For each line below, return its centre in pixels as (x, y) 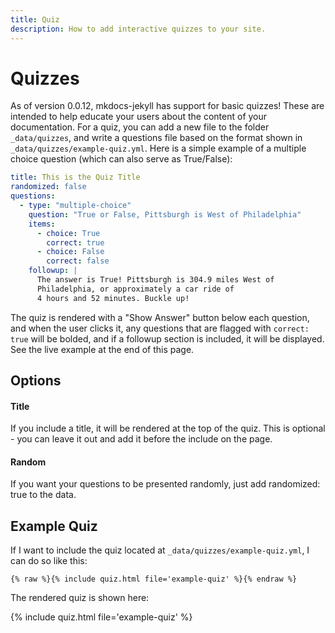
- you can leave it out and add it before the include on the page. (141, 439)
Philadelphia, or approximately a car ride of (135, 289)
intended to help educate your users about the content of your (139, 117)
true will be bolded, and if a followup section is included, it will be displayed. (167, 338)
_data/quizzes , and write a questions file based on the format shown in (156, 138)
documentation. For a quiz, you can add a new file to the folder (140, 127)
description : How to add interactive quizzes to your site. (138, 29)
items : (42, 224)
